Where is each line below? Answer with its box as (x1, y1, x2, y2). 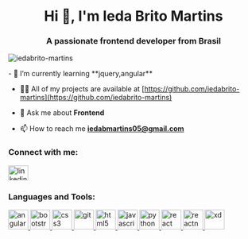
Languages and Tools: (8, 191, 95, 202)
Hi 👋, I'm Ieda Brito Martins (44, 7, 223, 25)
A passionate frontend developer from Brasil (46, 36, 221, 47)
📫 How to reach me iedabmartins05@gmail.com (19, 124, 184, 133)
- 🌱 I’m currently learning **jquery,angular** (8, 69, 153, 79)
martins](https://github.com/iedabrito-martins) (19, 93, 172, 102)
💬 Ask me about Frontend (19, 108, 105, 118)
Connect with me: (8, 147, 79, 158)
